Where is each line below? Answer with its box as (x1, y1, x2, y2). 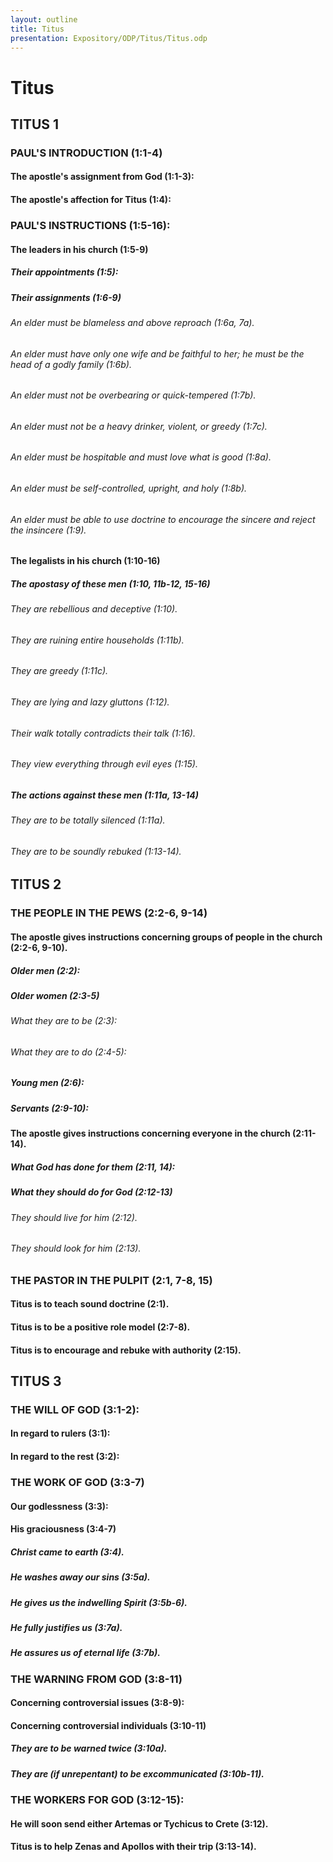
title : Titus (10, 24, 65, 34)
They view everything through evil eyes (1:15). (10, 758, 198, 770)
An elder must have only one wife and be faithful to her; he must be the (10, 347, 305, 360)
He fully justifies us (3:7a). (10, 1621, 123, 1633)
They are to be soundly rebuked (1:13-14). (10, 845, 182, 857)
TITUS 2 (10, 876, 62, 893)
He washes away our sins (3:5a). (10, 1571, 151, 1583)
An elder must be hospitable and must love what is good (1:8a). (10, 451, 272, 463)
